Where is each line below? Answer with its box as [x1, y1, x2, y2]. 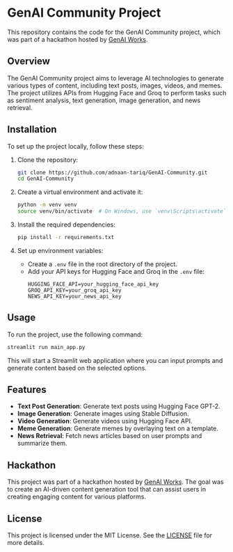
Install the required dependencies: [17, 220, 116, 229]
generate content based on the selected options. [7, 364, 147, 372]
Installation [7, 124, 57, 136]
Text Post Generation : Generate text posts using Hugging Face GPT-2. [17, 402, 220, 411]
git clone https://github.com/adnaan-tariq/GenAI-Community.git [17, 169, 208, 176]
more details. [7, 539, 45, 547]
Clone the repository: [17, 155, 79, 164]
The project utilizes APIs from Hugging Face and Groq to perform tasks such [7, 88, 227, 97]
